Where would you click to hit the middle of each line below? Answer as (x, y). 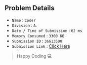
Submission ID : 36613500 (37, 41)
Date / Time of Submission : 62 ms (47, 30)
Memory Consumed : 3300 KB (38, 35)
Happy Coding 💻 (34, 56)
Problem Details (30, 8)
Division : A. (25, 25)
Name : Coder (24, 20)
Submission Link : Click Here (41, 46)
